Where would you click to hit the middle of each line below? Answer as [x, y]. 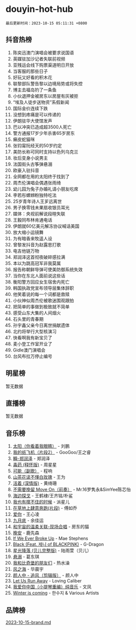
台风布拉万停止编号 [33, 356]
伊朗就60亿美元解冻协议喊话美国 [46, 226]
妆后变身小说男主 [30, 158]
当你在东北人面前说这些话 [39, 276]
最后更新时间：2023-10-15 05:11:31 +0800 [46, 23]
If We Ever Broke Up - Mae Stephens [50, 538]
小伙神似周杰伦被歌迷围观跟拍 [43, 300]
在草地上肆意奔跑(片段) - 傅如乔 [45, 508]
